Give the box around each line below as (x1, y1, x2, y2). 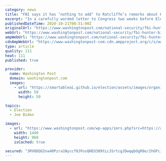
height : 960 (14, 135, 39, 140)
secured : (5, 149, 23, 154)
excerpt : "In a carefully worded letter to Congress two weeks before (5, 16, 154, 21)
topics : (5, 103, 21, 108)
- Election (9, 108, 32, 113)
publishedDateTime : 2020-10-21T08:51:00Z (5, 21, 92, 26)
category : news (5, 7, 37, 12)
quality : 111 (5, 48, 32, 53)
